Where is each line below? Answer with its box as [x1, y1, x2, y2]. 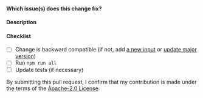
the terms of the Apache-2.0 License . [6, 85, 100, 92]
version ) [15, 53, 36, 60]
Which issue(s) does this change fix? [6, 5, 102, 12]
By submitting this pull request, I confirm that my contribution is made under [6, 78, 197, 85]
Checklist [6, 32, 32, 39]
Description [6, 19, 37, 26]
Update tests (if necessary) [15, 66, 84, 73]
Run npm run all [15, 59, 57, 67]
